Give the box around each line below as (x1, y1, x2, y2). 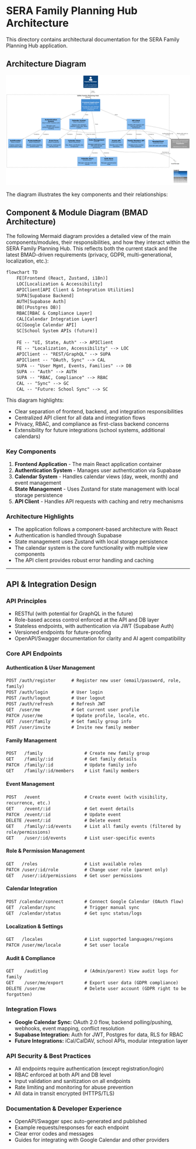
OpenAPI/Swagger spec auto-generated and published (14, 1118, 147, 1125)
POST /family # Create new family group (6, 750, 150, 757)
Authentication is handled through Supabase (14, 532, 122, 539)
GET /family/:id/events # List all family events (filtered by (6, 823, 181, 829)
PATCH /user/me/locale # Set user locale (6, 943, 129, 948)
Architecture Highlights (6, 513, 74, 520)
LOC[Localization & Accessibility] (16, 281, 103, 287)
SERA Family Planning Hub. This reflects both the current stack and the (6, 244, 177, 252)
